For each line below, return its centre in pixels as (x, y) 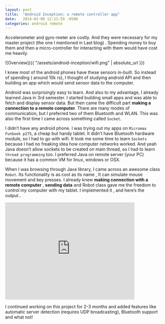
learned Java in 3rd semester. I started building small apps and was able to (81, 98)
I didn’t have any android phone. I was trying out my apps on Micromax (76, 128)
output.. (13, 196)
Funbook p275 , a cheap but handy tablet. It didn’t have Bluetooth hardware (80, 133)
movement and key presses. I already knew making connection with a (77, 180)
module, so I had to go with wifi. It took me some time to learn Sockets (76, 139)
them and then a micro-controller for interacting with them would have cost (81, 48)
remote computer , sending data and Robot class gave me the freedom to (81, 185)
